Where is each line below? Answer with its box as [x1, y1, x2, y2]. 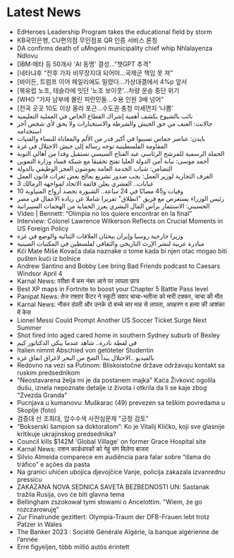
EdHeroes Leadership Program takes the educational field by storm [16, 28, 213, 36]
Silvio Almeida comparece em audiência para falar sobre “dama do [16, 452, 211, 461]
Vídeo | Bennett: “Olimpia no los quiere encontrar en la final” [16, 209, 192, 217]
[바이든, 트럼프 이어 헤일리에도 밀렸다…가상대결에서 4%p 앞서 [16, 77, 187, 85]
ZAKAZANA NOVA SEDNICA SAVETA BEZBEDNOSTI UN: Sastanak [16, 483, 210, 491]
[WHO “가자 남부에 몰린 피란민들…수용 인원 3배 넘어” [16, 95, 164, 103]
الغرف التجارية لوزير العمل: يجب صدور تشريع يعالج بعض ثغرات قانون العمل [16, 171, 213, 180]
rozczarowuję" [16, 505, 59, 514]
